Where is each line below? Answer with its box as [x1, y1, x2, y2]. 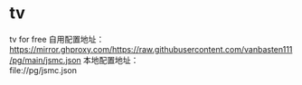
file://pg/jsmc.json [9, 64, 77, 75]
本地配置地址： [82, 54, 139, 65]
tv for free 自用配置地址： [9, 33, 105, 44]
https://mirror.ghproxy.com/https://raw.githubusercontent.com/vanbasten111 [9, 43, 293, 54]
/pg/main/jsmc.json [9, 54, 81, 65]
